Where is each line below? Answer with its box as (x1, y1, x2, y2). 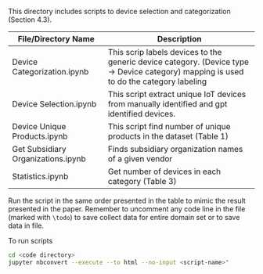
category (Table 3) (107, 176, 177, 186)
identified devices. (107, 109, 176, 119)
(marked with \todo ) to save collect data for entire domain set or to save (8, 213, 240, 222)
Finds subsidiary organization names (107, 144, 243, 154)
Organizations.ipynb (12, 153, 86, 164)
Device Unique (12, 121, 67, 132)
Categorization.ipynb (12, 67, 89, 77)
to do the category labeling (107, 76, 207, 87)
